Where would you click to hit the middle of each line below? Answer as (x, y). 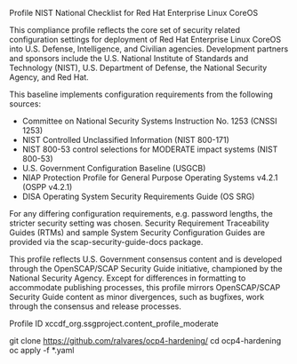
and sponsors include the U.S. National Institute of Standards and (129, 58)
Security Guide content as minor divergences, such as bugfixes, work (137, 297)
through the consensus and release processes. (96, 306)
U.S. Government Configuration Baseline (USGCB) (114, 168)
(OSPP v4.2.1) (47, 187)
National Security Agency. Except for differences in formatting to (128, 278)
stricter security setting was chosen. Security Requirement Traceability (139, 223)
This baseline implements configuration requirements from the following (141, 94)
